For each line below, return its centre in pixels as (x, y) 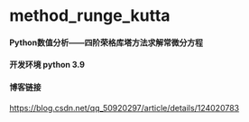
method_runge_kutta (90, 16)
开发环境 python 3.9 (47, 65)
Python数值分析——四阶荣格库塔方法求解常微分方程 (106, 42)
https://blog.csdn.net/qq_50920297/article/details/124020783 (124, 108)
